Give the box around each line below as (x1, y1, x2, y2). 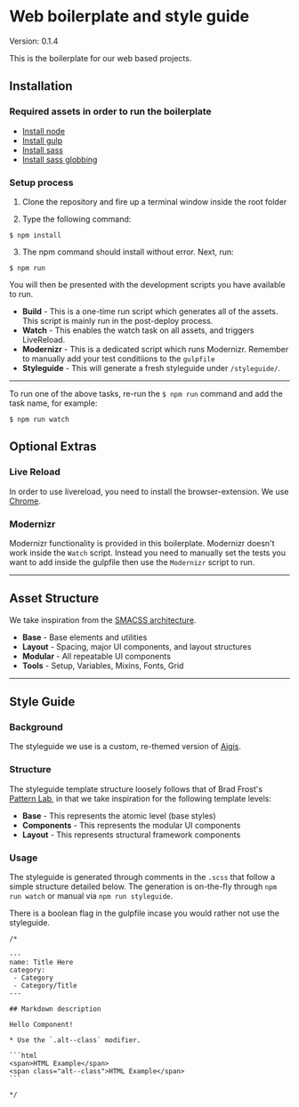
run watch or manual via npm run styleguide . (9, 891, 174, 901)
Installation (9, 78, 73, 94)
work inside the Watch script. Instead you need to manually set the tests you (9, 547, 287, 558)
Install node (21, 125, 65, 136)
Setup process (9, 176, 74, 189)
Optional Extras (9, 439, 97, 455)
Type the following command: (21, 214, 132, 224)
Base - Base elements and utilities (21, 632, 148, 642)
